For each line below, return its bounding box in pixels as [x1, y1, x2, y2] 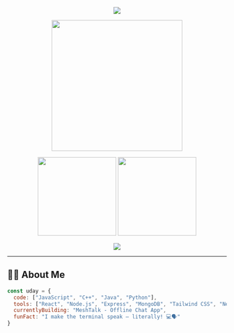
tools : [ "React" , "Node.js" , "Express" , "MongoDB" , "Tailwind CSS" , [13, 300, 217, 307]
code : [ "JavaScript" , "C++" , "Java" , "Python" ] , [13, 294, 157, 301]
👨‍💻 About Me [7, 269, 65, 281]
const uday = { [7, 287, 52, 295]
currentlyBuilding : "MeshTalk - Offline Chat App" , [13, 307, 167, 314]
